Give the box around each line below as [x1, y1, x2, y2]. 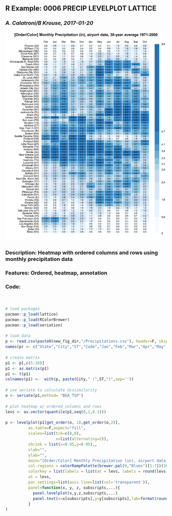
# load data [5, 334, 31, 339]
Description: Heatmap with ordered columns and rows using [5, 249, 158, 256]
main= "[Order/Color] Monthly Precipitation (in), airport [28, 458, 155, 463]
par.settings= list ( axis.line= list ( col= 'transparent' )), [28, 480, 150, 485]
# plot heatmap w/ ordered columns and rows [5, 403, 102, 409]
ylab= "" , [28, 452, 47, 458]
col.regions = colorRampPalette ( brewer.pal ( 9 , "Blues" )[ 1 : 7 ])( [28, 464, 164, 469]
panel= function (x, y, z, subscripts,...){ [28, 485, 120, 490]
